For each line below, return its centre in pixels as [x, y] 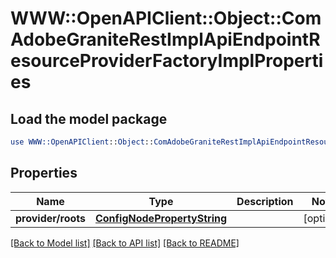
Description [265, 201]
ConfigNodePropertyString [161, 218]
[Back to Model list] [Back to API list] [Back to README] [125, 243]
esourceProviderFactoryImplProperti [167, 61]
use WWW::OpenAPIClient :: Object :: [82, 142]
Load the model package [89, 118]
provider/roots [50, 218]
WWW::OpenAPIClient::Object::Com [166, 18]
